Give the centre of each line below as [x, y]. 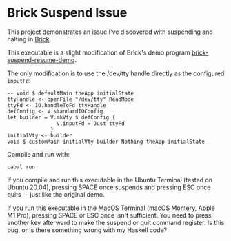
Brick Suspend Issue [67, 13]
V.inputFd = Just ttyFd [91, 123]
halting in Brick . [29, 39]
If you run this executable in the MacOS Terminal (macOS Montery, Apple [111, 208]
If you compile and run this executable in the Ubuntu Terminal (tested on [110, 180]
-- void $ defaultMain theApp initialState [71, 93]
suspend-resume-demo [41, 59]
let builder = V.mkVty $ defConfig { [61, 117]
